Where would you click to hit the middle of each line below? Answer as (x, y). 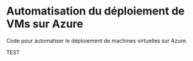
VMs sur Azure (45, 24)
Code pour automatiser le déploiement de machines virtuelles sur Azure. (97, 40)
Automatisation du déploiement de (96, 11)
